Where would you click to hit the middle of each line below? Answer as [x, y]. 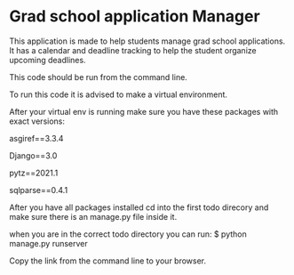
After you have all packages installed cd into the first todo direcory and [139, 207]
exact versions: [37, 121]
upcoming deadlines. [48, 60]
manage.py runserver [49, 243]
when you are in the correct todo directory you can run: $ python [128, 234]
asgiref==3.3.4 [36, 138]
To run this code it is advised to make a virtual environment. [119, 94]
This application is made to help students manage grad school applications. [147, 41]
